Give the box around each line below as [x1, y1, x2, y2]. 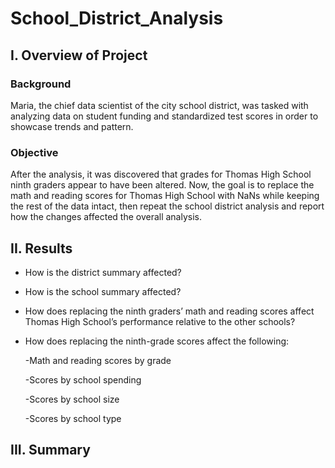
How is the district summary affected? [24, 266, 182, 278]
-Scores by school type [24, 412, 122, 424]
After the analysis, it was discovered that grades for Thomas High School [10, 168, 312, 181]
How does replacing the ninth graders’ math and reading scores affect [24, 305, 315, 317]
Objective [10, 145, 59, 159]
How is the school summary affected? [24, 285, 182, 297]
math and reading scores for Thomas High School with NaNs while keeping [10, 190, 320, 202]
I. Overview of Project [10, 47, 148, 64]
